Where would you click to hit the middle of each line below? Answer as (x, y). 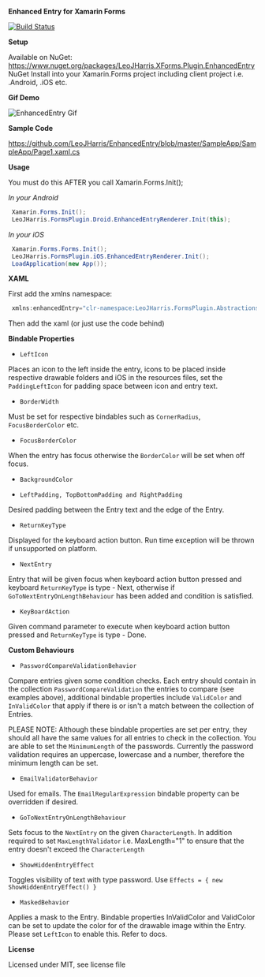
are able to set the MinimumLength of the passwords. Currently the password (131, 746)
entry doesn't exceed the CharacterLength (77, 849)
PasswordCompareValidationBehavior (78, 666)
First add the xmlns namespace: (60, 294)
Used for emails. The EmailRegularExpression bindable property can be (124, 794)
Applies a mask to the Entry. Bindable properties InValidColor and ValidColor (132, 917)
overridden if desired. (43, 802)
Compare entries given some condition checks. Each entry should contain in (132, 681)
